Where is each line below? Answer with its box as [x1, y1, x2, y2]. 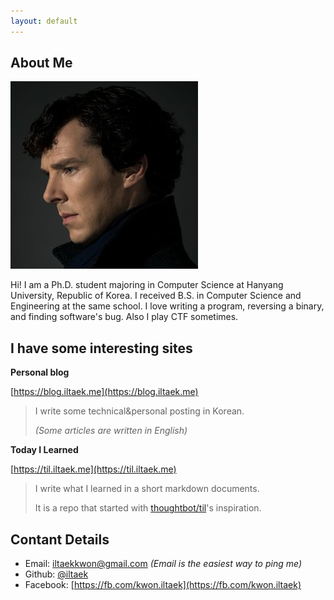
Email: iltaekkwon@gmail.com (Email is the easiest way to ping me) [24, 558, 302, 570]
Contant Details [10, 531, 110, 548]
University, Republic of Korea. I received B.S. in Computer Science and [10, 290, 302, 302]
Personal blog [10, 366, 70, 379]
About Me [10, 55, 73, 72]
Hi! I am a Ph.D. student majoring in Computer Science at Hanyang [10, 279, 284, 291]
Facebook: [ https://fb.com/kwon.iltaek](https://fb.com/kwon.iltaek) [24, 579, 302, 591]
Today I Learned [10, 444, 79, 456]
